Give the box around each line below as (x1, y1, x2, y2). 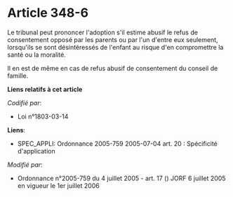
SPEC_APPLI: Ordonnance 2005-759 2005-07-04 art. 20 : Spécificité (17, 139, 218, 148)
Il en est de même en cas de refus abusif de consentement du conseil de (7, 64, 218, 72)
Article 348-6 (7, 5, 89, 21)
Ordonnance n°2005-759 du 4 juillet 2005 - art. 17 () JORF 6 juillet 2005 (17, 174, 226, 182)
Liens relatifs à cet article (7, 85, 83, 93)
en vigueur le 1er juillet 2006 (17, 181, 100, 190)
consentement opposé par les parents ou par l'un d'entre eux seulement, (7, 35, 219, 43)
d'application (17, 147, 55, 155)
